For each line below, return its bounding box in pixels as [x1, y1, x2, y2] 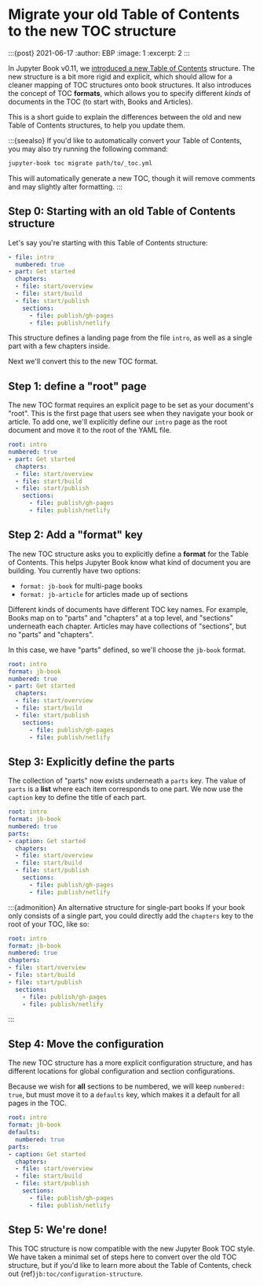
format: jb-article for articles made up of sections [19, 589, 188, 599]
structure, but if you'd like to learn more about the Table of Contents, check [8, 1261, 252, 1270]
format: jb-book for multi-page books [19, 580, 143, 591]
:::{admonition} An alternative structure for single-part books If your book [8, 902, 246, 912]
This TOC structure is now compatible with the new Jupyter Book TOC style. [8, 1244, 255, 1254]
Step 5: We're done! [8, 1223, 108, 1236]
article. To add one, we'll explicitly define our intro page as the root [8, 417, 228, 426]
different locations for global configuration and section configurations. [8, 1067, 236, 1076]
